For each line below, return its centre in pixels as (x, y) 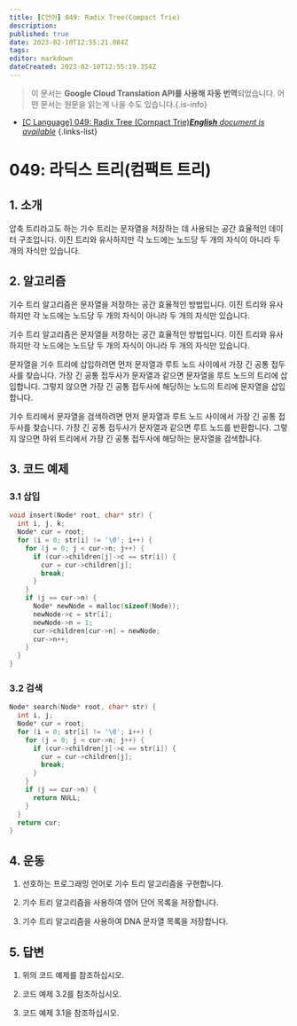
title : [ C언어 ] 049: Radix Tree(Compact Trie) (95, 17)
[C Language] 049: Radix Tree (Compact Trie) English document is (143, 121)
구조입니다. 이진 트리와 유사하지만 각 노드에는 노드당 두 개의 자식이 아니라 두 (149, 239)
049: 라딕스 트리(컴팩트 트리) (110, 170)
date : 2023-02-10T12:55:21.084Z (69, 42)
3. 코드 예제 (39, 470)
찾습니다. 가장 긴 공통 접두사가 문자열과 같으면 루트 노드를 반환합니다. (152, 427)
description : (33, 26)
